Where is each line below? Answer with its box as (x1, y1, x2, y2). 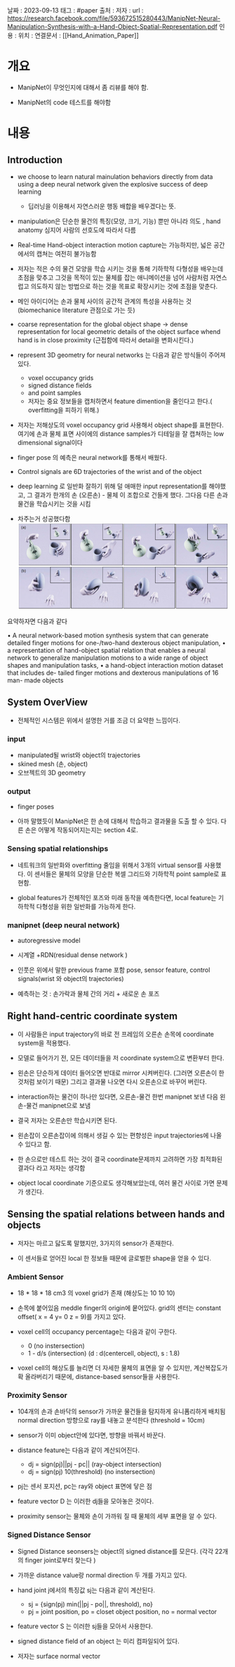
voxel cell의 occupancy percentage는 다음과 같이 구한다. (17, 1327, 177, 1336)
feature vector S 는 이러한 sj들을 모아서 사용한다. (17, 1622, 153, 1630)
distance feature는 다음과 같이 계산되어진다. (17, 1446, 140, 1454)
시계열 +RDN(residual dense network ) (17, 951, 128, 959)
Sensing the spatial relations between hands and (7, 1209, 225, 1220)
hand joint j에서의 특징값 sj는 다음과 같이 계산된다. (17, 1585, 156, 1594)
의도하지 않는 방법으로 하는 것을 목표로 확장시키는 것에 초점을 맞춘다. (30, 282, 218, 290)
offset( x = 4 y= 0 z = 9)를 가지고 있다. (17, 1312, 126, 1321)
